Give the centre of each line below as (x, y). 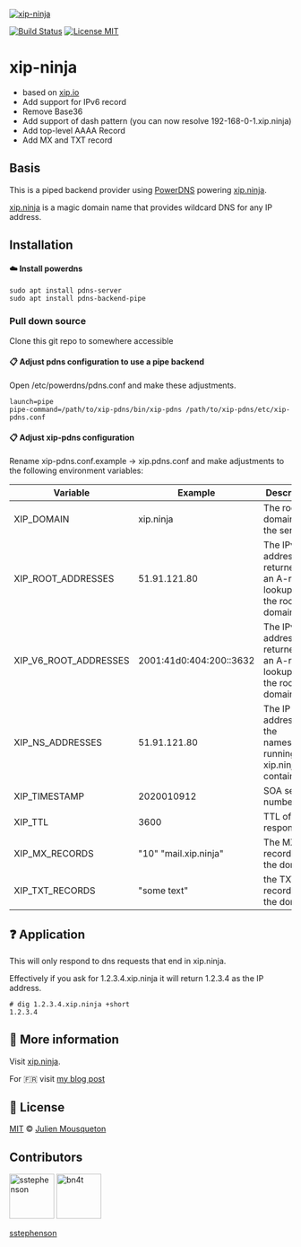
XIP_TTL (31, 822)
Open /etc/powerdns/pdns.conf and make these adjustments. (123, 385)
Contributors (46, 1157)
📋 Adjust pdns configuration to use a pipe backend (107, 362)
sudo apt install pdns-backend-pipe (77, 299)
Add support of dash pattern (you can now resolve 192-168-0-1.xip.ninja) (157, 120)
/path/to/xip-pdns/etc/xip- (238, 409)
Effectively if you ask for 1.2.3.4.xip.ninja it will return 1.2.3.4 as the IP (137, 978)
